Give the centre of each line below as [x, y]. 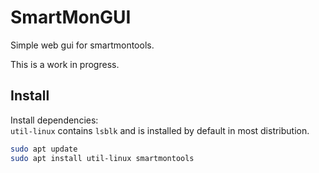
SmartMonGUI [71, 17]
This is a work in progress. [65, 64]
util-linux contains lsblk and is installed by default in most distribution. [160, 130]
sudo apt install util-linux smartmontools [102, 158]
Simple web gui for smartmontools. [82, 45]
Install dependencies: [54, 120]
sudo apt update [44, 149]
